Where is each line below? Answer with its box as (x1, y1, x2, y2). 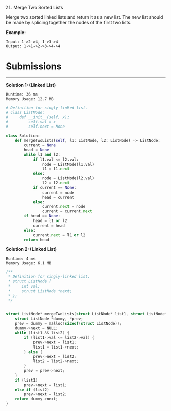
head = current (42, 195, 74, 200)
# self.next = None (6, 124, 65, 129)
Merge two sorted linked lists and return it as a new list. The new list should (6, 14, 163, 20)
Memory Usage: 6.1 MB (6, 261, 52, 266)
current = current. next (42, 209, 93, 214)
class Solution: (6, 133, 40, 139)
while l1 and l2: (24, 152, 60, 157)
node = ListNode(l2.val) (42, 176, 95, 181)
